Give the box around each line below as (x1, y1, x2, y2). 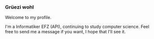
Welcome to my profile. (5, 15, 52, 20)
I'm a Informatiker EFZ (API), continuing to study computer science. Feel (5, 24, 150, 29)
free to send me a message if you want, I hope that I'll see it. (5, 29, 126, 35)
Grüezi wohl (5, 4, 34, 10)
